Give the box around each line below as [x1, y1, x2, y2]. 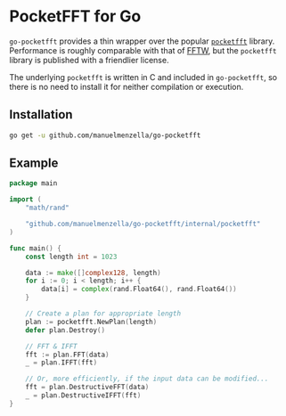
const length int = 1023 [25, 252, 118, 261]
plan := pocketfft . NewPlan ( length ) [25, 317, 158, 326]
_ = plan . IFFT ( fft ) [25, 358, 98, 367]
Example [9, 156, 59, 171]
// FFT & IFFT [25, 341, 78, 351]
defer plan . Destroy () [25, 325, 105, 335]
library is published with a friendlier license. [9, 54, 169, 65]
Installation [9, 107, 73, 122]
